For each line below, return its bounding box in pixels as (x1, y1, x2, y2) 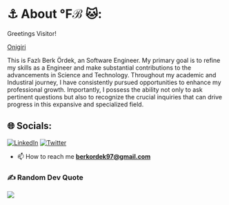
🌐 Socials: (7, 120, 52, 132)
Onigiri (7, 43, 26, 51)
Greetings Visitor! (7, 29, 57, 37)
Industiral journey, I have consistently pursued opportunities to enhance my (7, 78, 222, 86)
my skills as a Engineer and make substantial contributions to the (7, 64, 192, 72)
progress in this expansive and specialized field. (7, 100, 144, 108)
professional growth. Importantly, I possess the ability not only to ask (7, 85, 203, 94)
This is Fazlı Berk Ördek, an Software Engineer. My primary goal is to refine (7, 56, 221, 64)
